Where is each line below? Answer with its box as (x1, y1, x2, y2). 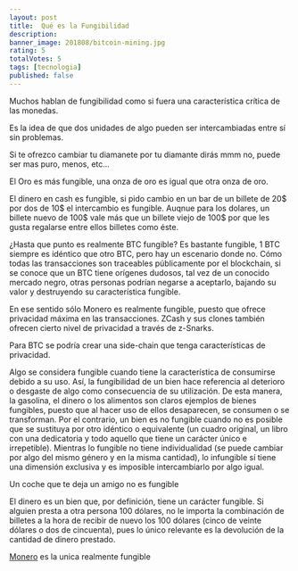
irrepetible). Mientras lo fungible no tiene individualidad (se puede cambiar (9, 443, 284, 453)
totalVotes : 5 (9, 54, 62, 63)
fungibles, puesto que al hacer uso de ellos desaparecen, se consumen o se (9, 404, 290, 415)
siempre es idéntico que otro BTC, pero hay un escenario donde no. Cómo (9, 248, 283, 259)
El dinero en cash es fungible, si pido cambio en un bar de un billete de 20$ (9, 193, 287, 203)
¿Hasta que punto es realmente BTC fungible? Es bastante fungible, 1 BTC (9, 238, 281, 250)
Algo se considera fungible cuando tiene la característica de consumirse (9, 367, 276, 377)
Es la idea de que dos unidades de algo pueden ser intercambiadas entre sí (9, 122, 286, 133)
